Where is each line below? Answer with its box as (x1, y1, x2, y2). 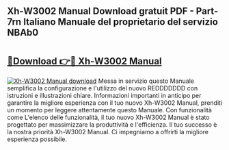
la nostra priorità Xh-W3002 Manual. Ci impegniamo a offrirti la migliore (7, 128, 208, 136)
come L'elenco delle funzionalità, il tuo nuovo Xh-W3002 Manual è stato (7, 113, 210, 121)
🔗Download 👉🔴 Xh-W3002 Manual (7, 55, 162, 67)
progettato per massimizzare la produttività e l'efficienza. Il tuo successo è (7, 121, 217, 129)
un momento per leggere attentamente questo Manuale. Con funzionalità (7, 106, 212, 114)
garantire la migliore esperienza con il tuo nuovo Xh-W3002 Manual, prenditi (7, 99, 223, 107)
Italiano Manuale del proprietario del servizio (23, 16, 219, 28)
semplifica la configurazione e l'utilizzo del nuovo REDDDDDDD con (7, 84, 198, 92)
